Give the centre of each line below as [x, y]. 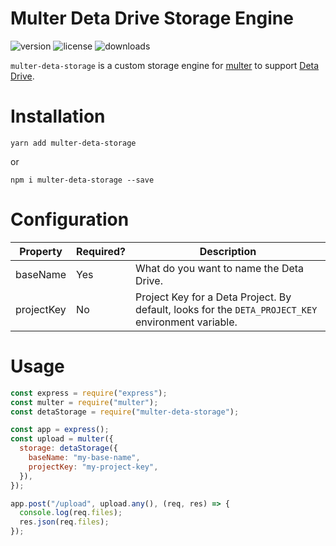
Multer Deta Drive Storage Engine [152, 18]
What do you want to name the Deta [220, 268]
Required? [101, 251]
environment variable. [186, 322]
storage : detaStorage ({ [68, 448]
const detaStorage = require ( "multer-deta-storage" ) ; [125, 412]
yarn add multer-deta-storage [73, 143]
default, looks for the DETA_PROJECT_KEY [226, 309]
